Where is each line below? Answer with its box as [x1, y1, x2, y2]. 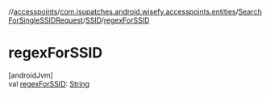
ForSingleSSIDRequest [8, 15, 83, 25]
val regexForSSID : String [8, 78, 90, 88]
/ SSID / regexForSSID [82, 15, 150, 25]
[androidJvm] [8, 70, 54, 80]
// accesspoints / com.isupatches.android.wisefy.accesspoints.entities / [8, 7, 239, 16]
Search [238, 7, 262, 16]
